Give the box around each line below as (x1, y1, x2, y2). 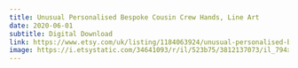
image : (9, 46, 34, 55)
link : (9, 37, 29, 47)
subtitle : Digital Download (9, 29, 114, 38)
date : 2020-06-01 (9, 21, 74, 30)
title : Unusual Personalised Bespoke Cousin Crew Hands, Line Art (9, 12, 260, 22)
